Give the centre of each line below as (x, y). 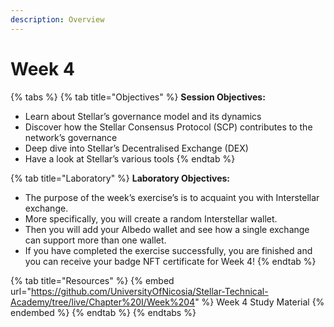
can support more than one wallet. (95, 240)
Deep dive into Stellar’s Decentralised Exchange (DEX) (136, 148)
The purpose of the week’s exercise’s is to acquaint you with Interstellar (172, 197)
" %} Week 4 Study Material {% (259, 302)
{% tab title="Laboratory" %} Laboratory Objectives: (120, 178)
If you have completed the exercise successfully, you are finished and (168, 250)
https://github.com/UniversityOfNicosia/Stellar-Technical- (149, 291)
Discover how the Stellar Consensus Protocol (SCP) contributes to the (168, 127)
